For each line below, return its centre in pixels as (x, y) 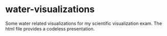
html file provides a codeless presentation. (50, 28)
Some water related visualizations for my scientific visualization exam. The (84, 23)
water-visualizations (50, 9)
